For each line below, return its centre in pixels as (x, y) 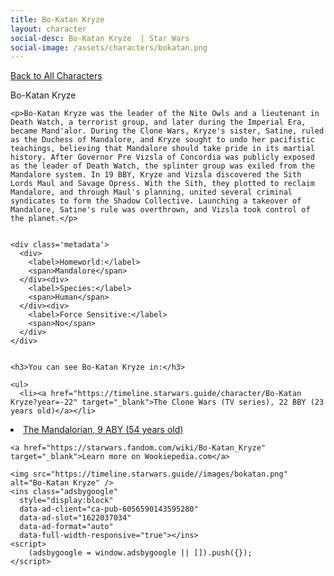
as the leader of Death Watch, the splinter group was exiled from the (162, 166)
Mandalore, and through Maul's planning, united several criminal (151, 192)
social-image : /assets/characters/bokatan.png (109, 47)
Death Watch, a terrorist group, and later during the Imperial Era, (158, 122)
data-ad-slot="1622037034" (75, 518)
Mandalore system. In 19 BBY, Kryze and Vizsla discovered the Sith (156, 175)
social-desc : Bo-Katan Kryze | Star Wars (100, 38)
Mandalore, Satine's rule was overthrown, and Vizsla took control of (160, 210)
